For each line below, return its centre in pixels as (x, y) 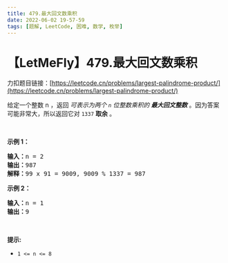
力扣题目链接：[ (30, 83)
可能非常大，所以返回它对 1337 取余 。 (61, 114)
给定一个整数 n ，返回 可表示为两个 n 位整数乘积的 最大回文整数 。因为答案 (113, 105)
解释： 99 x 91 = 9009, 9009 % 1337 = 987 (77, 174)
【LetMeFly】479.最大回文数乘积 (103, 62)
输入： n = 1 (26, 203)
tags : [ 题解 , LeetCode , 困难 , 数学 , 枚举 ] (65, 26)
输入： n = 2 (26, 157)
